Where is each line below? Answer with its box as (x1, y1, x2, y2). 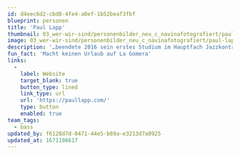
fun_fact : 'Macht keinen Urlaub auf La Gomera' (7, 51, 152, 58)
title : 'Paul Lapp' (7, 24, 66, 31)
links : (7, 57, 27, 64)
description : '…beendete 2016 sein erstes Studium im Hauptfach (7, 44, 203, 51)
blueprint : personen (7, 17, 69, 24)
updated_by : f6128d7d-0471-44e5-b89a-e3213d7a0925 (7, 130, 161, 137)
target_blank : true (20, 76, 79, 84)
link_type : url (20, 90, 66, 97)
